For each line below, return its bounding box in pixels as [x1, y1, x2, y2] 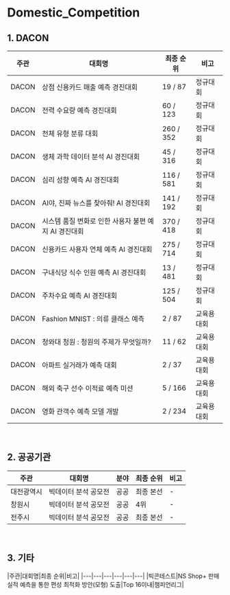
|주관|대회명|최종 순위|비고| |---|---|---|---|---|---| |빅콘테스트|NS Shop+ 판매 [7, 572, 220, 580]
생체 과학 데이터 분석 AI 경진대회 [42, 152, 140, 161]
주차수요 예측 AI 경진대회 [42, 291, 118, 300]
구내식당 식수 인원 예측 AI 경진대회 [42, 268, 146, 277]
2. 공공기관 [7, 452, 51, 463]
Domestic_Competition [7, 5, 140, 21]
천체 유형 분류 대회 [42, 129, 99, 138]
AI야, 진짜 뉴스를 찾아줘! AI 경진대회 [42, 198, 151, 207]
